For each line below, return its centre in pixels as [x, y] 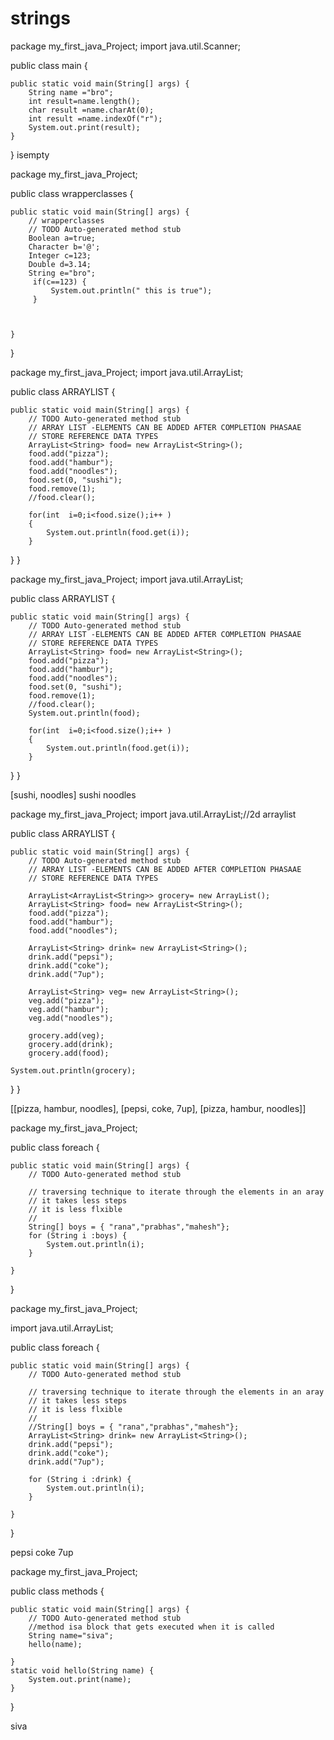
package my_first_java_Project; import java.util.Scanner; [125, 46]
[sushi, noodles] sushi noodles [73, 794]
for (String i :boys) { [78, 1235]
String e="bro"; [62, 273]
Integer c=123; [60, 255]
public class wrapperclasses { [72, 193]
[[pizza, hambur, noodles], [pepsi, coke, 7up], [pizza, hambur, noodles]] [158, 1108]
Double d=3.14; [60, 264]
